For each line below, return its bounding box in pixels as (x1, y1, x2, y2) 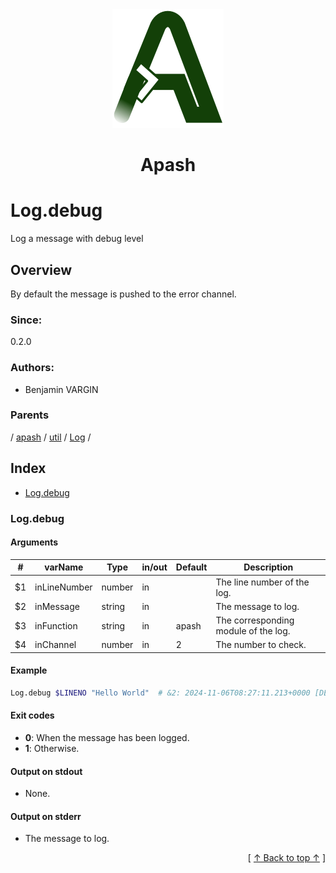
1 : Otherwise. (24, 743, 80, 755)
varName (44, 561, 84, 573)
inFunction (34, 619, 78, 632)
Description (243, 561, 294, 573)
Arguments (10, 536, 59, 548)
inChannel (34, 639, 77, 651)
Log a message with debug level (10, 233, 144, 245)
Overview (10, 261, 73, 278)
